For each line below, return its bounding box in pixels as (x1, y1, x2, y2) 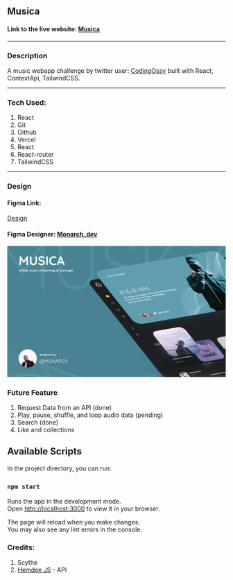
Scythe (17, 558, 38, 567)
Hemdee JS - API (17, 565, 67, 574)
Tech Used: (7, 97, 46, 107)
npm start (7, 482, 40, 491)
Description (7, 51, 48, 60)
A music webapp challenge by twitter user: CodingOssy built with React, (7, 66, 214, 75)
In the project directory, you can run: (7, 464, 112, 472)
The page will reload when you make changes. (7, 518, 141, 527)
